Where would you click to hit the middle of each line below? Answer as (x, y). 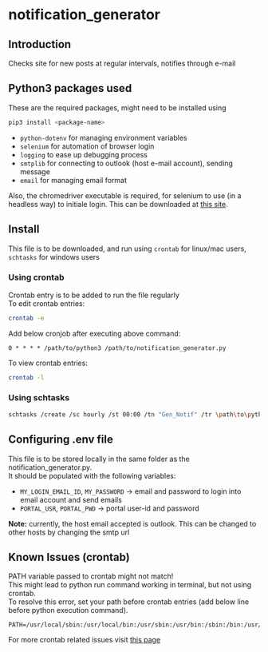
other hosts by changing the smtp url (69, 532)
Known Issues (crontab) (69, 557)
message (35, 171)
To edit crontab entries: (47, 303)
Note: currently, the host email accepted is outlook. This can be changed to (132, 523)
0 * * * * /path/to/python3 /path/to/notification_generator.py (117, 348)
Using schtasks (39, 398)
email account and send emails (71, 499)
